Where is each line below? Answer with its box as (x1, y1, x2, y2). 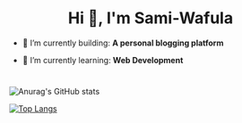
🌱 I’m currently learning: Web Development (22, 54, 184, 65)
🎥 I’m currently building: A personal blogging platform (22, 37, 224, 48)
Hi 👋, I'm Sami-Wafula (67, 8, 234, 29)
